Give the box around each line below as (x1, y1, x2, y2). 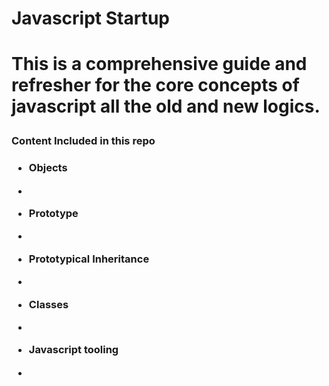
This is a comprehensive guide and (11, 53, 308, 76)
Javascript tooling (28, 343, 119, 357)
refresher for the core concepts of (11, 74, 300, 97)
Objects (28, 161, 68, 175)
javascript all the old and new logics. (11, 95, 321, 118)
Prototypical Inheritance (28, 252, 150, 266)
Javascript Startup (11, 7, 170, 30)
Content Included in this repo (11, 134, 156, 148)
